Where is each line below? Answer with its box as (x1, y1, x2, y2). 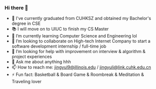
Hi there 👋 (4, 4, 29, 11)
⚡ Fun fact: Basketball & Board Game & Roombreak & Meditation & (11, 71, 144, 77)
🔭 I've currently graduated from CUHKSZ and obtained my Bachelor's (11, 16, 152, 21)
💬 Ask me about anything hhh (11, 59, 71, 65)
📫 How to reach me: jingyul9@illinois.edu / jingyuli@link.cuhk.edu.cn (11, 64, 152, 70)
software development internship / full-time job (11, 43, 107, 49)
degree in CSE (11, 20, 41, 26)
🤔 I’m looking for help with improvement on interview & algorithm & (11, 49, 146, 54)
